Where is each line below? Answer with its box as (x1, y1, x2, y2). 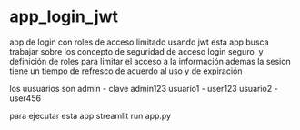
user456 (9, 93, 42, 104)
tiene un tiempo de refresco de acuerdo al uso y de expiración (9, 65, 243, 76)
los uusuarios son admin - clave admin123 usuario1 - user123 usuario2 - (9, 83, 279, 94)
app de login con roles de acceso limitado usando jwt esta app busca (9, 36, 270, 47)
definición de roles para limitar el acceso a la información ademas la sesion (9, 55, 291, 66)
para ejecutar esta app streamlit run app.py (9, 110, 171, 121)
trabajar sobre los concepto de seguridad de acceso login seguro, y (9, 45, 264, 56)
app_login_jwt (9, 6, 118, 27)
